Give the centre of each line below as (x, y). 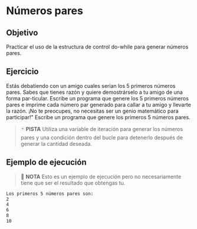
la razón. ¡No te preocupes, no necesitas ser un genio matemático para (92, 111)
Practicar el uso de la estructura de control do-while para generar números (97, 47)
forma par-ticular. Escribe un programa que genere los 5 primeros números (97, 98)
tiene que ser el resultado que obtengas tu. (73, 183)
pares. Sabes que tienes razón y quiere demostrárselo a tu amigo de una (94, 92)
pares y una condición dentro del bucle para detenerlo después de (101, 138)
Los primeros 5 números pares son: (50, 194)
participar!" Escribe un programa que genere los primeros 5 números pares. (98, 117)
